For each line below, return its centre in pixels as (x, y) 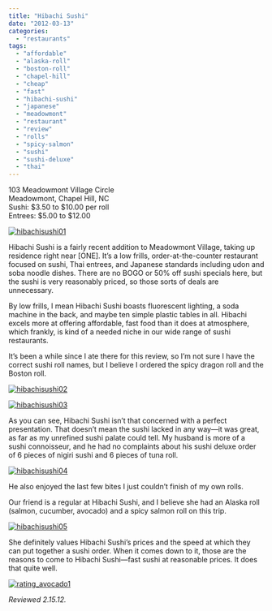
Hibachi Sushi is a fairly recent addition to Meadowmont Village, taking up (132, 247)
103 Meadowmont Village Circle (62, 190)
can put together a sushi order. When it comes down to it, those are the (127, 551)
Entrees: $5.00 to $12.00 (50, 216)
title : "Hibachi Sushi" (49, 16)
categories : (28, 31)
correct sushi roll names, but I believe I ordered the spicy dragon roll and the (136, 365)
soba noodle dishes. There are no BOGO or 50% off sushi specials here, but (136, 273)
